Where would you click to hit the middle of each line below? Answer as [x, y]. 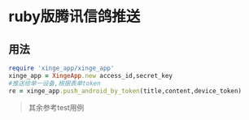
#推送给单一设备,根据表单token [55, 83]
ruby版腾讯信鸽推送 [74, 17]
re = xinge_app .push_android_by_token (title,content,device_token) [125, 91]
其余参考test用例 [56, 107]
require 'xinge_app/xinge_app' [61, 68]
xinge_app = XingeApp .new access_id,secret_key [91, 75]
